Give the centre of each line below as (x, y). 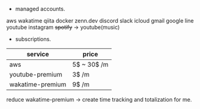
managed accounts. (40, 9)
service (38, 54)
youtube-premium (36, 74)
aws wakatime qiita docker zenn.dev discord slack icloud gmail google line (100, 21)
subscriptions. (33, 39)
